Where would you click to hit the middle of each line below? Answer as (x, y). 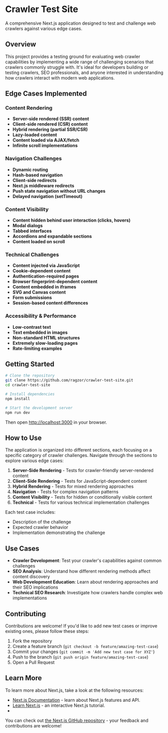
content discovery (31, 577)
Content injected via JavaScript (46, 265)
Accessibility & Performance (41, 316)
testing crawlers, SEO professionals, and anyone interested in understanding (85, 72)
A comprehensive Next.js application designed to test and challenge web (81, 23)
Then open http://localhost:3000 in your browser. (56, 422)
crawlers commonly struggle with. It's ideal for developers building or (77, 67)
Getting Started (30, 364)
